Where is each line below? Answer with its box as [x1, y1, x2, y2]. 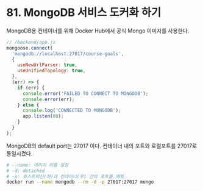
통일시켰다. [6, 149, 33, 157]
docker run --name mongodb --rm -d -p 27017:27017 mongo [6, 179, 154, 185]
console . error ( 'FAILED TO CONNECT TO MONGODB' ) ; [22, 90, 149, 97]
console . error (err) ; [22, 96, 75, 102]
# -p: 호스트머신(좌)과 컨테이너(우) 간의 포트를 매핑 [6, 173, 124, 179]
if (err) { [17, 84, 45, 91]
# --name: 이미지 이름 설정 [6, 162, 69, 168]
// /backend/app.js [6, 39, 56, 45]
